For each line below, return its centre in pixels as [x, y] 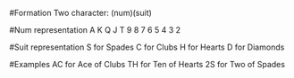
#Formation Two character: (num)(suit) [80, 13]
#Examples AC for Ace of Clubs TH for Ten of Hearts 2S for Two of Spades [147, 64]
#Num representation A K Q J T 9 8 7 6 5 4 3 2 [95, 30]
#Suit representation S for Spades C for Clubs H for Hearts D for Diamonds [147, 47]
